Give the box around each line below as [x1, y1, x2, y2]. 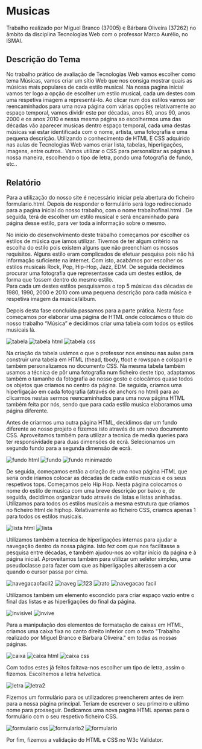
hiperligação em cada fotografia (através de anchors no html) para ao [6, 388, 179, 395]
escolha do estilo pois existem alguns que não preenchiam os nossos [6, 244, 179, 251]
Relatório [6, 178, 41, 188]
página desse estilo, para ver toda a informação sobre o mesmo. [6, 219, 167, 227]
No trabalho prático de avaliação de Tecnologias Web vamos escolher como [6, 71, 196, 78]
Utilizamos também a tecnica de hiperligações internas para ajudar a [6, 536, 177, 543]
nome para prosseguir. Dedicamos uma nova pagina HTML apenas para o [6, 706, 190, 713]
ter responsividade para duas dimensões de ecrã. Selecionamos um [6, 438, 175, 445]
